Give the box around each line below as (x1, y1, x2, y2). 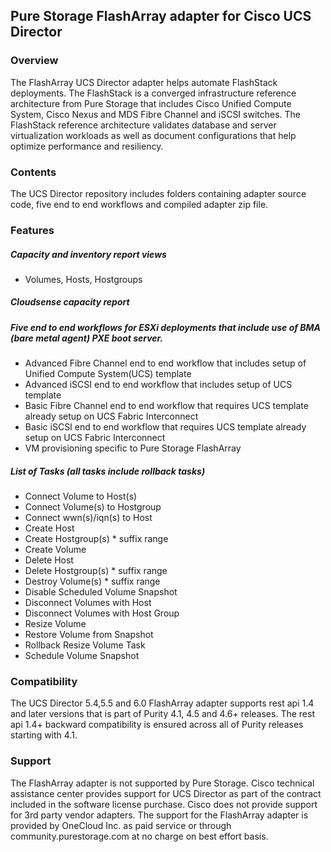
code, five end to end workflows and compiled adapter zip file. (10, 198, 269, 210)
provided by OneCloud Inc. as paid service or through (10, 819, 232, 831)
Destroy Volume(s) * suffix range (24, 575, 161, 588)
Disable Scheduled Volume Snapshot (24, 586, 178, 598)
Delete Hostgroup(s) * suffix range (24, 565, 168, 577)
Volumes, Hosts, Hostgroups (24, 273, 143, 285)
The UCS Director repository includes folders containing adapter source (10, 187, 307, 199)
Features (10, 223, 55, 237)
